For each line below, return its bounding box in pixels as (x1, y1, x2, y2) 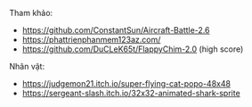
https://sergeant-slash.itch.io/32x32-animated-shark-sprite (21, 88, 240, 98)
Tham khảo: (9, 8, 53, 18)
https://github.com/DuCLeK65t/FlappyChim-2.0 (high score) (21, 44, 244, 54)
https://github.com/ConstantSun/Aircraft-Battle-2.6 (21, 25, 210, 35)
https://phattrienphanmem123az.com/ (21, 35, 161, 45)
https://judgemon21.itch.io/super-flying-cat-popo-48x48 (21, 78, 232, 88)
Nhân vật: (9, 62, 45, 71)
